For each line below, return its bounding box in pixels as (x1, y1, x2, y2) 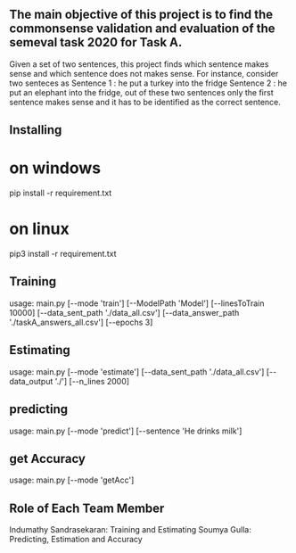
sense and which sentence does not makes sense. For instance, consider (9, 68, 279, 78)
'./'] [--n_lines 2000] (54, 376, 130, 386)
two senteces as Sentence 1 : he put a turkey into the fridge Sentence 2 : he (9, 78, 288, 88)
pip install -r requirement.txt (9, 187, 112, 199)
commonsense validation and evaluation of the (9, 21, 275, 37)
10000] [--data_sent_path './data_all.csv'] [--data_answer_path (9, 307, 240, 318)
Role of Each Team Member (9, 500, 165, 516)
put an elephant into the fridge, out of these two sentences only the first (9, 87, 274, 97)
